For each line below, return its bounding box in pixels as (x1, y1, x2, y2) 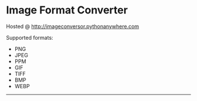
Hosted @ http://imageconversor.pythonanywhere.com (6, 23, 140, 30)
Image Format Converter (6, 4, 128, 17)
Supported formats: (6, 34, 54, 41)
